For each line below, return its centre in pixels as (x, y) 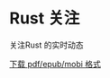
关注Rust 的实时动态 (46, 45)
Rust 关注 (45, 18)
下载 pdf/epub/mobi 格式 (55, 64)
